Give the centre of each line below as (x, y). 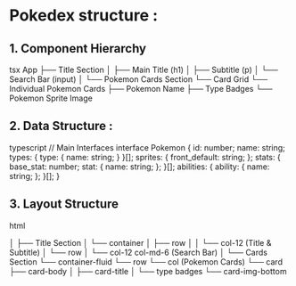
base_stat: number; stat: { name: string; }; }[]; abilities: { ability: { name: (140, 167)
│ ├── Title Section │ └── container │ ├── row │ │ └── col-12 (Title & (140, 242)
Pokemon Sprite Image (51, 98)
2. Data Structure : (61, 126)
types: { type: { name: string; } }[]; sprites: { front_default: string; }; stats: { (145, 157)
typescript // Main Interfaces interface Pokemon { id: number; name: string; (147, 147)
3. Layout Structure (64, 204)
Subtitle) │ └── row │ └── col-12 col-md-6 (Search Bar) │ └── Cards (138, 252)
